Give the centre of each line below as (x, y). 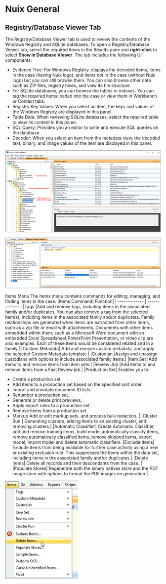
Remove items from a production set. (50, 411)
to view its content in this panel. (44, 122)
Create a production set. (37, 379)
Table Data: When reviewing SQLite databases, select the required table (85, 117)
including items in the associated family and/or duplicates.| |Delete (80, 458)
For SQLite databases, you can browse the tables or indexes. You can (83, 91)
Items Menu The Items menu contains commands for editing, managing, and (83, 296)
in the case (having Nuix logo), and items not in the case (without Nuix (84, 75)
